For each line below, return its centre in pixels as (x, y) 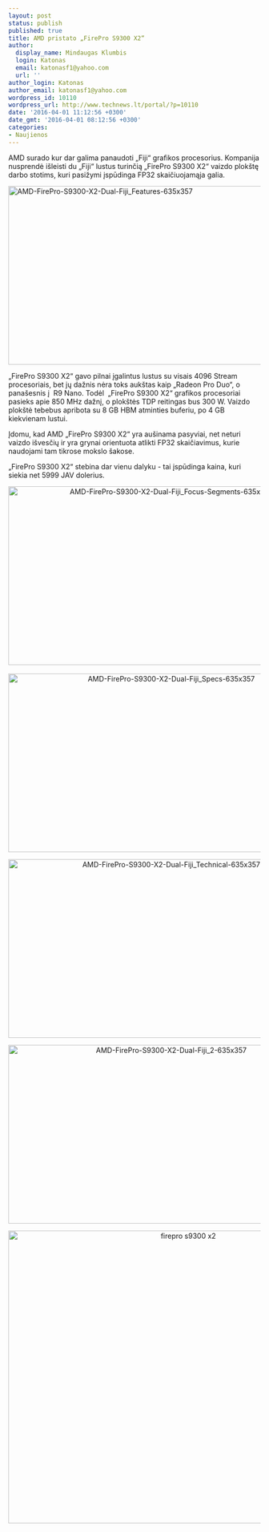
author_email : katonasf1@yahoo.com (68, 90)
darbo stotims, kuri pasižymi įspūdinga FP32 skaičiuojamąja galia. (117, 175)
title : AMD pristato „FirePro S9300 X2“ (77, 38)
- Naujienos (28, 135)
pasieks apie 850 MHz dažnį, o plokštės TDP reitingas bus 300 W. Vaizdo (129, 401)
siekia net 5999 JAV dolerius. (57, 475)
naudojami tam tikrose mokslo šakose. (71, 451)
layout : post (30, 16)
